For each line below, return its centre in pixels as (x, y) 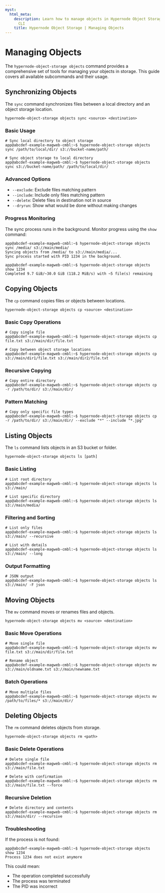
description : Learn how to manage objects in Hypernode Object (80, 19)
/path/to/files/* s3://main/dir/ (39, 701)
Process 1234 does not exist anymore (44, 857)
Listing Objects (29, 435)
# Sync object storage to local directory (49, 158)
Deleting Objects (31, 716)
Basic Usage (20, 130)
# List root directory (28, 479)
